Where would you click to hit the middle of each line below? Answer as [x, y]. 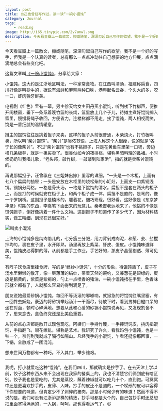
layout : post [18, 9]
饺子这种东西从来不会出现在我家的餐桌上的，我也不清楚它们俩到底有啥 [83, 373]
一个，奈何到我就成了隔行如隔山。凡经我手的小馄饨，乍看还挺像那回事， [81, 336]
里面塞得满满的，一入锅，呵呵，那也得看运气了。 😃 [60, 404]
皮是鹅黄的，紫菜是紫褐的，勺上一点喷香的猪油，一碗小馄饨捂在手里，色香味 [81, 279]
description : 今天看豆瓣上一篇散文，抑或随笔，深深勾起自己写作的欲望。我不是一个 [79, 37]
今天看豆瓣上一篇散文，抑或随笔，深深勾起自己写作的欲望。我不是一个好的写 [81, 51]
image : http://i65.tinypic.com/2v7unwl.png [50, 32]
